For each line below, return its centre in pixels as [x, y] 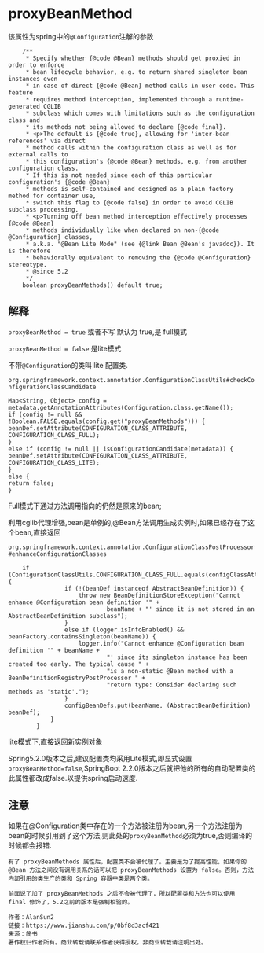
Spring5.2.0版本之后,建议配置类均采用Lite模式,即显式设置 [100, 758]
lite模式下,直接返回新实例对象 [55, 741]
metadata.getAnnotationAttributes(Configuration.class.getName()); [121, 407]
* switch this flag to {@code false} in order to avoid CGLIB [130, 202]
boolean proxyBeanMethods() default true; [93, 285]
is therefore [29, 251]
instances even [33, 79]
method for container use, [52, 196]
